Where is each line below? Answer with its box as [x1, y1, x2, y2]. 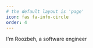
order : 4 [6, 19, 27, 25]
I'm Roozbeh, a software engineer [6, 36, 87, 43]
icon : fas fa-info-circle [6, 14, 69, 20]
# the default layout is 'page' [6, 8, 84, 15]
